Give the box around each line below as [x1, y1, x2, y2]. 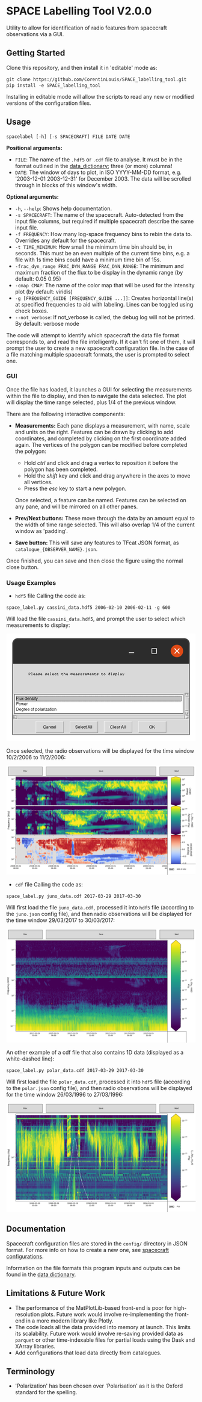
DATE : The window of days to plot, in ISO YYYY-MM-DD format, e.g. [14, 169, 182, 176]
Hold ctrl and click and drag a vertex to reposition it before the [23, 459, 179, 466]
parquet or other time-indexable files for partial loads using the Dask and [14, 1336, 195, 1344]
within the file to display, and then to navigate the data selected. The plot [6, 392, 186, 399]
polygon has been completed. [23, 466, 98, 473]
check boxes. [14, 307, 49, 314]
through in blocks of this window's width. [14, 181, 117, 188]
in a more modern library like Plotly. [26, 1317, 114, 1324]
